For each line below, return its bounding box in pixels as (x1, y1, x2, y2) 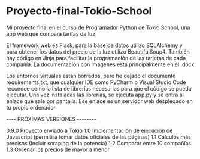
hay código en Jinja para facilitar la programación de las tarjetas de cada (6, 54, 186, 61)
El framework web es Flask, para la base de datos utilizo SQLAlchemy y (6, 42, 183, 49)
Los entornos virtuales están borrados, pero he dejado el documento (6, 72, 176, 79)
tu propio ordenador (6, 104, 56, 111)
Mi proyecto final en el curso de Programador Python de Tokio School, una (6, 24, 190, 31)
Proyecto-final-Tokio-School (6, 4, 152, 18)
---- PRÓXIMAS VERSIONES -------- (6, 115, 97, 123)
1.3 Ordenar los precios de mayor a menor (6, 146, 110, 153)
